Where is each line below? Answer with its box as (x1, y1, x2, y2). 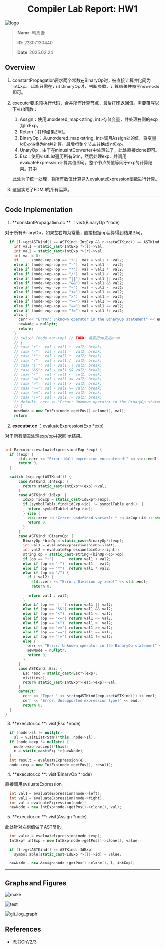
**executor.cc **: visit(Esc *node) (12, 721, 81, 727)
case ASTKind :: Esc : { (18, 666, 63, 671)
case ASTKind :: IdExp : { (18, 492, 67, 497)
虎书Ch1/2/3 (12, 939, 37, 945)
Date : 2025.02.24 (17, 49, 53, 55)
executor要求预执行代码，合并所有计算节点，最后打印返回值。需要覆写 (12, 100, 155, 106)
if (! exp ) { (9, 452, 34, 457)
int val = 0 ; (14, 253, 41, 259)
